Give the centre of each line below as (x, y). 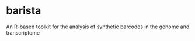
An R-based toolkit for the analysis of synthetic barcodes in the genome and (98, 27)
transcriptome (23, 32)
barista (24, 11)
